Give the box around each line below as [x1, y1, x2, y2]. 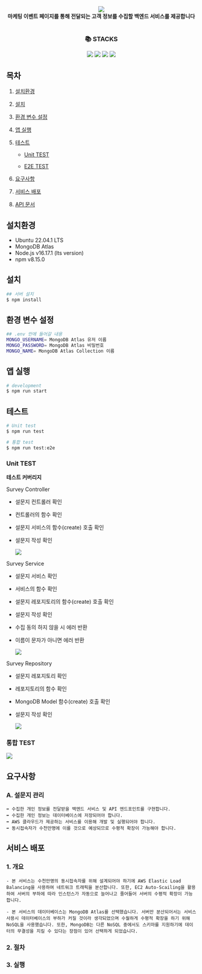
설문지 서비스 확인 [14, 572, 57, 580]
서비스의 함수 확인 [14, 585, 57, 592]
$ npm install [6, 297, 42, 303]
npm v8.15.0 [14, 256, 45, 263]
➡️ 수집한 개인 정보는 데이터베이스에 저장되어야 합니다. [6, 812, 123, 818]
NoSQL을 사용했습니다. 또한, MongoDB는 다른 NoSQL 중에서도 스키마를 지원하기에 [6, 922, 183, 928]
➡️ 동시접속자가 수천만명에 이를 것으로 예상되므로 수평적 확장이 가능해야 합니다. [6, 825, 177, 831]
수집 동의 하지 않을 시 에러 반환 [14, 624, 87, 631]
